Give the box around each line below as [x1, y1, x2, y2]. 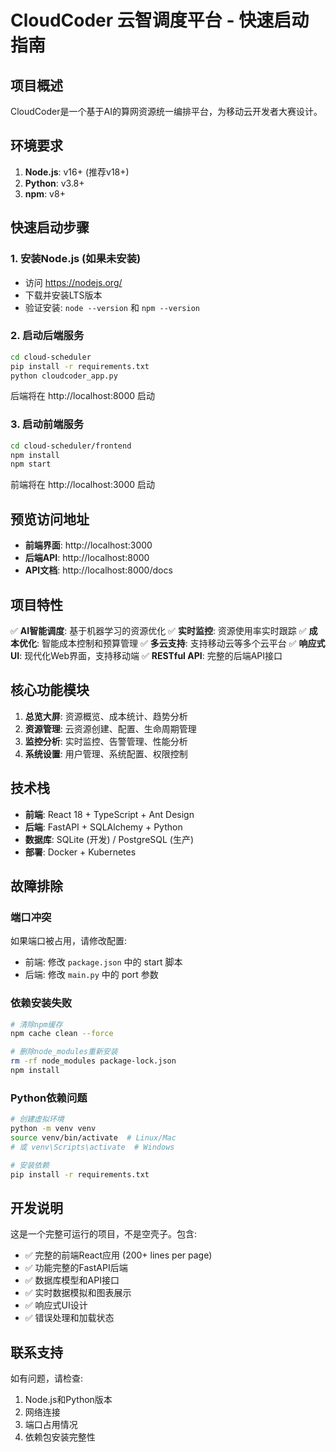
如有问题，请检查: [10, 1372, 84, 1385]
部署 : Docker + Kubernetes [24, 846, 137, 858]
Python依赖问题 [10, 1091, 88, 1105]
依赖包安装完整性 [24, 1431, 96, 1443]
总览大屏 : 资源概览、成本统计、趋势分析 [24, 710, 188, 722]
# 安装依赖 [10, 1160, 50, 1170]
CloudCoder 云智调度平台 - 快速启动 [10, 9, 310, 32]
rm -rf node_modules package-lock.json [10, 1056, 177, 1066]
